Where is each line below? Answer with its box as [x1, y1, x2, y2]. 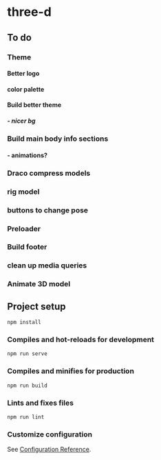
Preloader [7, 223, 41, 233]
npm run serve [7, 350, 48, 357]
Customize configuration [7, 429, 93, 439]
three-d [7, 4, 52, 20]
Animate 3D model [7, 279, 71, 289]
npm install [7, 319, 41, 326]
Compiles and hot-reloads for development [7, 335, 155, 345]
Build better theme [7, 101, 62, 109]
